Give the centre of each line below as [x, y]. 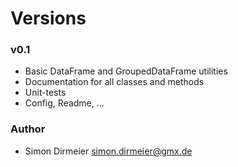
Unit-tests [45, 93]
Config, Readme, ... [64, 103]
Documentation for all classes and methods [114, 82]
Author [28, 129]
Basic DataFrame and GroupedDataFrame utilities [126, 71]
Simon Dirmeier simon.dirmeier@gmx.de [108, 151]
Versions [48, 18]
